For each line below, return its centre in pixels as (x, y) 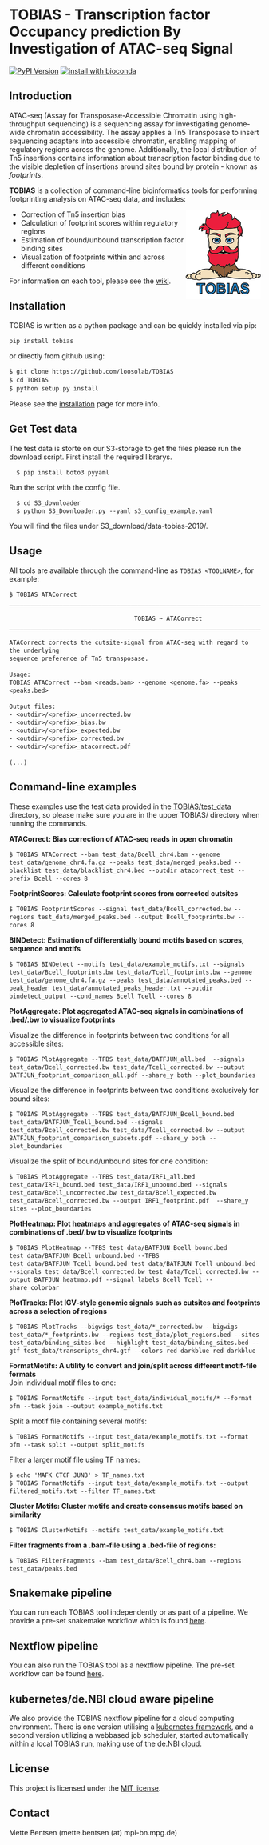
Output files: (33, 706)
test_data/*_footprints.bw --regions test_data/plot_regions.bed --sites (134, 1335)
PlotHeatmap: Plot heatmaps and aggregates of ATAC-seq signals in (125, 1223)
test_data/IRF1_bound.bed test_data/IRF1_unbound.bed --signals (118, 1185)
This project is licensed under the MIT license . (85, 1788)
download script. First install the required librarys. (91, 457)
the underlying (34, 650)
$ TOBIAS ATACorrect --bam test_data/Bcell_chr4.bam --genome (115, 854)
